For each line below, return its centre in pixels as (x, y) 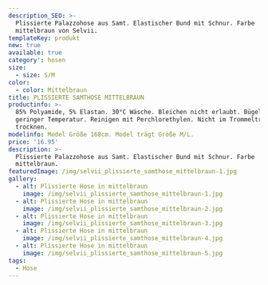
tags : (17, 260)
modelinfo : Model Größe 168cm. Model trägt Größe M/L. (101, 134)
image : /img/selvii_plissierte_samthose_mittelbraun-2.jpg (123, 208)
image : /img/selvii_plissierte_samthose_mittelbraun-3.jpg (123, 224)
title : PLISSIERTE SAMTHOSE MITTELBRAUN (77, 97)
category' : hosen (37, 61)
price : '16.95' (33, 142)
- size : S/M (35, 75)
